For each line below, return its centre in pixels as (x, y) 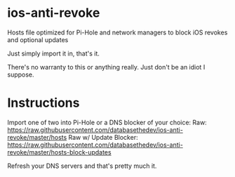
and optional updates (38, 39)
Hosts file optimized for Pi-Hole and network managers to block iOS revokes (117, 32)
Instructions (43, 103)
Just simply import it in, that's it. (54, 53)
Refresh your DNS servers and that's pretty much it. (82, 166)
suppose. (21, 74)
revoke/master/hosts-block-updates (59, 152)
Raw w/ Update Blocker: (103, 137)
